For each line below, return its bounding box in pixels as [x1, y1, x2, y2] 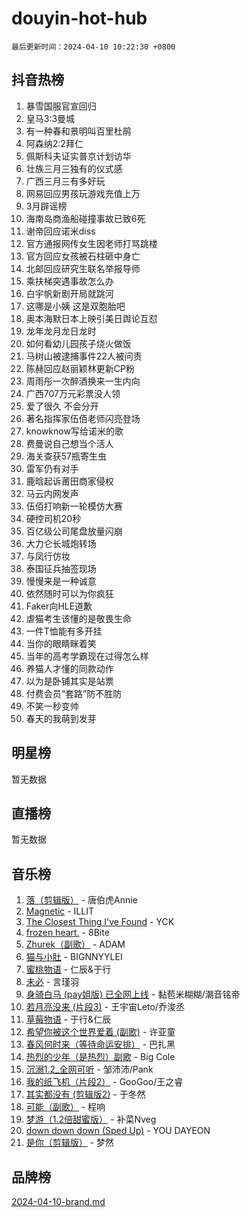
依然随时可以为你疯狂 [25, 587, 114, 599]
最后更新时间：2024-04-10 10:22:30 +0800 [11, 42, 176, 52]
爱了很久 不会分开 [25, 400, 99, 412]
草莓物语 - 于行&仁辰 [25, 1013, 112, 1026]
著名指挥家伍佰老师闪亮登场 [25, 412, 141, 424]
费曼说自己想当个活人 [25, 437, 114, 449]
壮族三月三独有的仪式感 [25, 162, 123, 174]
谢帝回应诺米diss [25, 225, 96, 237]
